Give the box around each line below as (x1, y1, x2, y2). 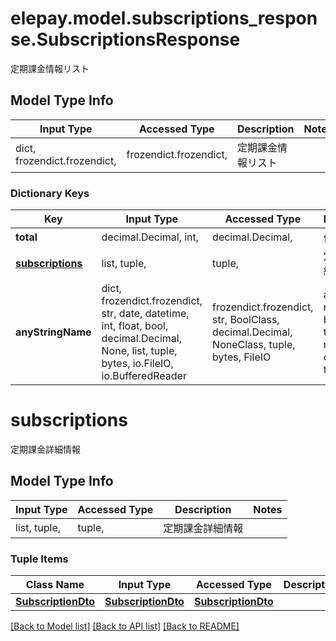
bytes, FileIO (212, 350, 272, 364)
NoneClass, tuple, (212, 338, 296, 352)
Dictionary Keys (10, 186, 90, 200)
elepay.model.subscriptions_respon (10, 7, 318, 30)
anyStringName (15, 325, 92, 339)
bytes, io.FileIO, (101, 357, 174, 371)
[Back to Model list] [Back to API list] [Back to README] (10, 620, 240, 632)
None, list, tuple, (101, 344, 178, 358)
